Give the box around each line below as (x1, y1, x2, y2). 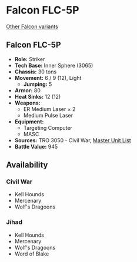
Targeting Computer (23, 124, 72, 131)
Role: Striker (14, 55, 45, 62)
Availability (6, 160, 48, 170)
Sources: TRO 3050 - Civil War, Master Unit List (14, 136, 131, 144)
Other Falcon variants (6, 23, 59, 30)
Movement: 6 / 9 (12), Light (14, 74, 82, 81)
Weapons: (14, 99, 41, 106)
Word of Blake (14, 250, 49, 257)
